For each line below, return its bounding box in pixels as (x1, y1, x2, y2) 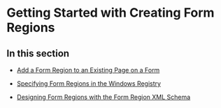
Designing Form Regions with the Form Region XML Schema (16, 93, 191, 101)
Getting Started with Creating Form (6, 5, 215, 21)
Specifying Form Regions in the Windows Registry (16, 79, 162, 88)
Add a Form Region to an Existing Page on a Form (16, 66, 160, 74)
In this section (6, 47, 70, 59)
